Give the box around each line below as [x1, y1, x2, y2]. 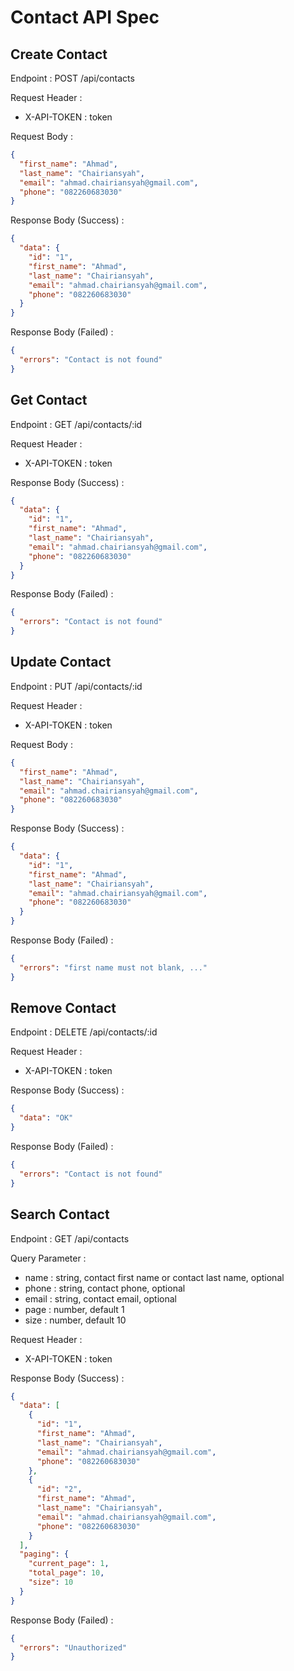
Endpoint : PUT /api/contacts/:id [10, 680, 143, 692]
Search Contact [10, 1206, 110, 1223]
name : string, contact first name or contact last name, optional [24, 1271, 285, 1283]
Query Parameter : [10, 1252, 87, 1264]
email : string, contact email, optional [24, 1292, 177, 1305]
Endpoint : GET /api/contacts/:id [10, 418, 143, 430]
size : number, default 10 [24, 1314, 127, 1326]
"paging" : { [19, 1549, 70, 1560]
